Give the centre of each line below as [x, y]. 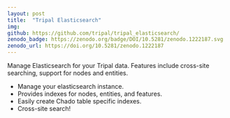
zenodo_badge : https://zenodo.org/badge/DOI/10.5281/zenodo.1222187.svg [115, 40]
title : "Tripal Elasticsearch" [54, 20]
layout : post [26, 14]
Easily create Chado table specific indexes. [79, 101]
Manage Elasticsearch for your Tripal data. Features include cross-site [108, 66]
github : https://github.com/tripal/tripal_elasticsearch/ [93, 33]
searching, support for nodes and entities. [68, 73]
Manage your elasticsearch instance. [71, 86]
